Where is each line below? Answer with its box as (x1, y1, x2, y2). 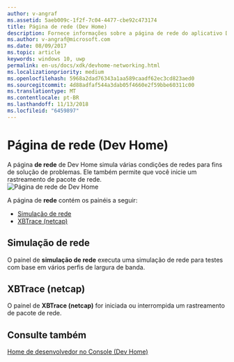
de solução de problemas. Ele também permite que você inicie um (7, 168, 197, 176)
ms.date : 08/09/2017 (7, 42, 68, 49)
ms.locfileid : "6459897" (7, 107, 79, 114)
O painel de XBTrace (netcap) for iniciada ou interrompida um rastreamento (7, 301, 225, 310)
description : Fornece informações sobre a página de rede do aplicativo (7, 29, 223, 37)
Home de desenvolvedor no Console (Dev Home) (7, 347, 148, 356)
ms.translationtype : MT (7, 88, 77, 95)
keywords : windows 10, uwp (7, 56, 86, 63)
